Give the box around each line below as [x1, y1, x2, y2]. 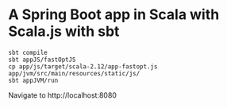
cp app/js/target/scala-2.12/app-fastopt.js [8, 62, 158, 71]
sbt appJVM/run [8, 76, 59, 84]
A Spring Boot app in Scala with [8, 6, 220, 24]
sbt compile [8, 48, 48, 56]
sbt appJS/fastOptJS [8, 56, 77, 64]
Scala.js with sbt [8, 22, 120, 40]
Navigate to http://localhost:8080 [8, 90, 117, 100]
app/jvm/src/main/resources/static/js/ [8, 69, 140, 77]
